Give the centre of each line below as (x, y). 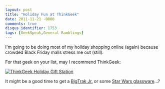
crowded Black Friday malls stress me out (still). (54, 52)
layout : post (19, 10)
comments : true (21, 24)
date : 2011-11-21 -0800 (30, 19)
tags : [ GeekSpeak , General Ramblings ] (44, 33)
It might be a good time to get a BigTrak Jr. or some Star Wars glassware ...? (83, 81)
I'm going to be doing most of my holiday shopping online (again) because (82, 47)
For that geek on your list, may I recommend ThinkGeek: (63, 62)
